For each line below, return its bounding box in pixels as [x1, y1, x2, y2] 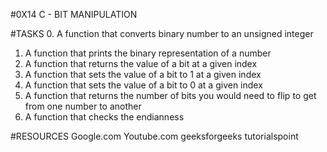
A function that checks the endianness [24, 111, 185, 123]
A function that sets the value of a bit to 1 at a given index [24, 69, 262, 80]
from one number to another [24, 100, 142, 112]
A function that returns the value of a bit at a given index [24, 58, 258, 69]
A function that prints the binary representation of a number [24, 47, 272, 59]
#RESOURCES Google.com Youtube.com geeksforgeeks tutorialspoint [10, 130, 299, 142]
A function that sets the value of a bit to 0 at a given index [24, 79, 263, 91]
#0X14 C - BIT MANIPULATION [10, 9, 138, 20]
